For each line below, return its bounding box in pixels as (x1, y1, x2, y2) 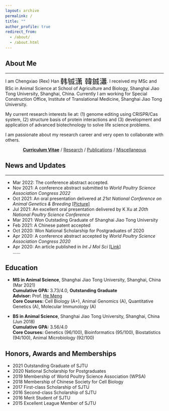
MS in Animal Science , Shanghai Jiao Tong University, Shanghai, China (12, 277, 161, 283)
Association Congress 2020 (12, 238, 71, 244)
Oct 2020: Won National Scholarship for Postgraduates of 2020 (12, 227, 144, 234)
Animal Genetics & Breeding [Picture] (12, 200, 90, 207)
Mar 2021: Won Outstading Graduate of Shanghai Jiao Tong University (12, 217, 158, 223)
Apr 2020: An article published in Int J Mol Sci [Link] (12, 243, 121, 249)
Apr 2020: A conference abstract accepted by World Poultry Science (12, 233, 156, 239)
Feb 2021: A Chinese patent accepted (12, 222, 91, 228)
